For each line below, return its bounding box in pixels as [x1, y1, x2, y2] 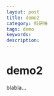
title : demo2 [6, 15, 40, 21]
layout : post [6, 9, 40, 15]
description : [6, 37, 40, 43]
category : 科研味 [6, 20, 48, 26]
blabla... [6, 84, 26, 91]
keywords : [6, 32, 32, 38]
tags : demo [6, 26, 34, 32]
